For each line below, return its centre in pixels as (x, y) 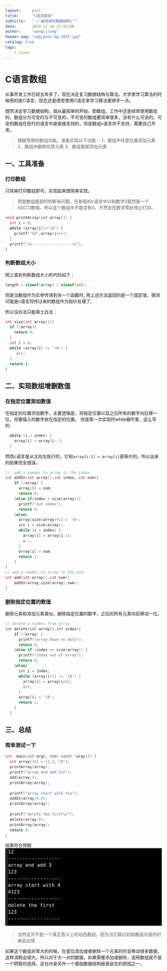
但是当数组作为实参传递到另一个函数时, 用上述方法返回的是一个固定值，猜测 (83, 295)
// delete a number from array (38, 624)
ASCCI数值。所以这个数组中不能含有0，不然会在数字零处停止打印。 (86, 208)
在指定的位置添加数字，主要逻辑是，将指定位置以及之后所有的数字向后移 (79, 413)
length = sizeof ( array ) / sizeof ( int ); (46, 285)
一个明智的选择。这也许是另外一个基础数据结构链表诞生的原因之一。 (75, 964)
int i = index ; (34, 671)
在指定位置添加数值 (28, 401)
